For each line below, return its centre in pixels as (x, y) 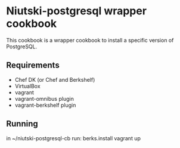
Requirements (33, 65)
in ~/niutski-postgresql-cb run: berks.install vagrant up (74, 138)
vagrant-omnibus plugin (44, 98)
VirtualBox (27, 86)
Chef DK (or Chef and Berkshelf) (55, 79)
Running (22, 124)
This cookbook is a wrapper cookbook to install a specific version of (90, 40)
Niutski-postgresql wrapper (77, 11)
